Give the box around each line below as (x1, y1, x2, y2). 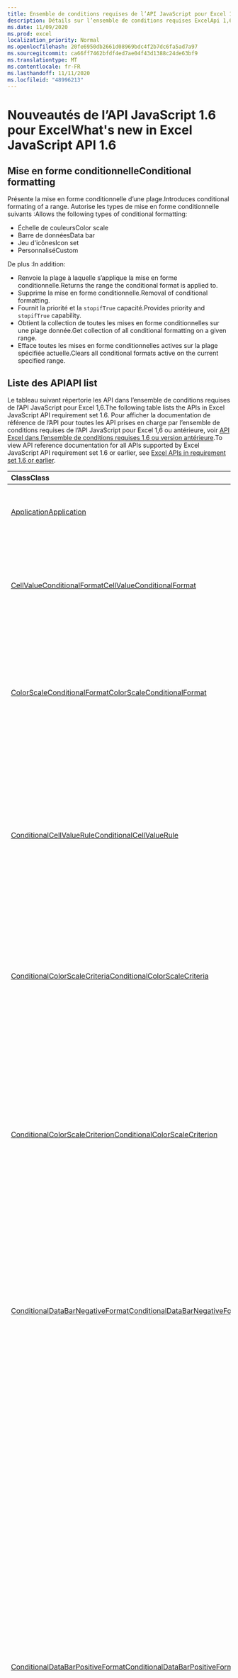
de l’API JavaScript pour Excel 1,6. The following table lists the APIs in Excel (7, 403, 225, 412)
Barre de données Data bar (17, 231, 96, 240)
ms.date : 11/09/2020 (7, 23, 69, 30)
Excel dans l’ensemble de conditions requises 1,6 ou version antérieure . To (7, 434, 223, 442)
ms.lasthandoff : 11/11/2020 (7, 69, 91, 77)
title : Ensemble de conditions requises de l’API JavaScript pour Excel (7, 10, 227, 18)
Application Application (11, 507, 86, 517)
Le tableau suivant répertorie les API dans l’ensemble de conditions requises (7, 396, 230, 405)
